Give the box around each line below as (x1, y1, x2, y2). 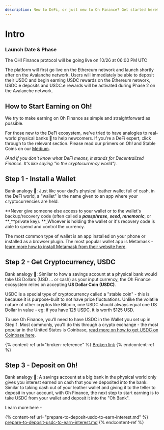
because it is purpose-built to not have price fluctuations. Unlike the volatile (5, 296, 159, 302)
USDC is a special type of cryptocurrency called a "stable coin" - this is (5, 291, 150, 297)
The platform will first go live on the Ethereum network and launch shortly (5, 67, 154, 73)
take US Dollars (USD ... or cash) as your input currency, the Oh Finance (5, 276, 151, 282)
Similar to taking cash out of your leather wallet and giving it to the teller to (5, 385, 156, 391)
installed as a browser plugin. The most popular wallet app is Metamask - (5, 238, 154, 244)
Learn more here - (5, 405, 42, 411)
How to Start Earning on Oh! (5, 102, 92, 110)
